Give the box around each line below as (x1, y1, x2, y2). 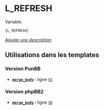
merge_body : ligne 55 (12, 76, 53, 82)
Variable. (5, 19, 23, 25)
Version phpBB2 (5, 88, 44, 95)
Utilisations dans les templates (5, 51, 100, 59)
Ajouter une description (5, 37, 52, 42)
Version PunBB (5, 66, 41, 72)
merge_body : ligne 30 (12, 99, 53, 105)
